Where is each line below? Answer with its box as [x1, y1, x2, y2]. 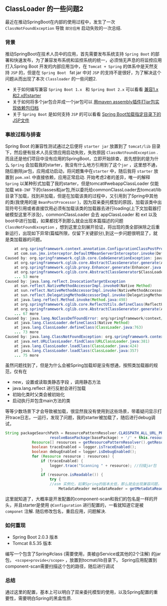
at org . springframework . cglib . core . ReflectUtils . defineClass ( [14, 302, 146, 307]
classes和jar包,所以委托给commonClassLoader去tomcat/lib [40, 187, 162, 193]
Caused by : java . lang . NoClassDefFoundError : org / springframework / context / [5, 316, 164, 321]
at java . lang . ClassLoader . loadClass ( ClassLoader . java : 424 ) [14, 344, 139, 348]
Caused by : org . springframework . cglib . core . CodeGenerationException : [5, 256, 153, 261]
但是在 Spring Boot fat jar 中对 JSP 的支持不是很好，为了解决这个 [27, 70, 162, 76]
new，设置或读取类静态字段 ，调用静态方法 [12, 379, 101, 385]
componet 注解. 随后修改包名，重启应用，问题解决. [5, 508, 107, 514]
